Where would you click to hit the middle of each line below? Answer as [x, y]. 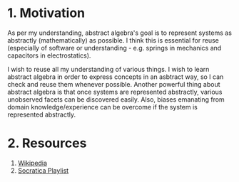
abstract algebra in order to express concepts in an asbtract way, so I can [116, 77]
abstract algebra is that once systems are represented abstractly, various [115, 92]
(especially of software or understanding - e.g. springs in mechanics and [115, 48]
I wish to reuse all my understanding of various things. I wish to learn [108, 69]
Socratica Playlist [43, 170]
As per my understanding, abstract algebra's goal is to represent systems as [119, 33]
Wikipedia [32, 163]
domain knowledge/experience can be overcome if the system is [102, 107]
